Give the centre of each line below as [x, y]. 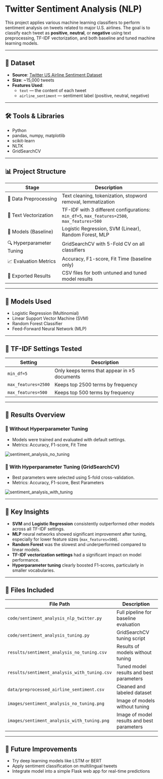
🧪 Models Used [28, 302]
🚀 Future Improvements [41, 749]
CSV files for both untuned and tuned [104, 273]
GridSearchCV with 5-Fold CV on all [103, 244]
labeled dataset [134, 692]
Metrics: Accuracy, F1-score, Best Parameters [58, 482]
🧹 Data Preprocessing [32, 199]
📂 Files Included [30, 590]
